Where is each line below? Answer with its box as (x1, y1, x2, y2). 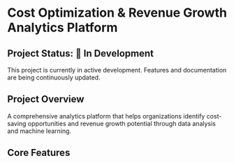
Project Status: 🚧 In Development (7, 47, 154, 59)
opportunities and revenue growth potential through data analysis (27, 119, 217, 127)
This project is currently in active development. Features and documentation (7, 66, 227, 74)
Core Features (7, 147, 71, 159)
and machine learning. (7, 127, 72, 135)
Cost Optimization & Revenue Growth (7, 5, 227, 21)
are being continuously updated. (7, 73, 101, 81)
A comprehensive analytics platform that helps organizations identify (7, 111, 205, 120)
